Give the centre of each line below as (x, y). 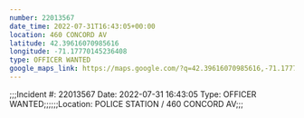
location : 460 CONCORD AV (58, 34)
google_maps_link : (44, 69)
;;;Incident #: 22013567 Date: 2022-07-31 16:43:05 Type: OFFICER (133, 94)
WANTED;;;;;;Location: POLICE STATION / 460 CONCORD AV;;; (127, 103)
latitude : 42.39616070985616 (64, 43)
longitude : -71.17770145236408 (68, 52)
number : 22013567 (42, 18)
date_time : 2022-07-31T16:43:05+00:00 (82, 26)
